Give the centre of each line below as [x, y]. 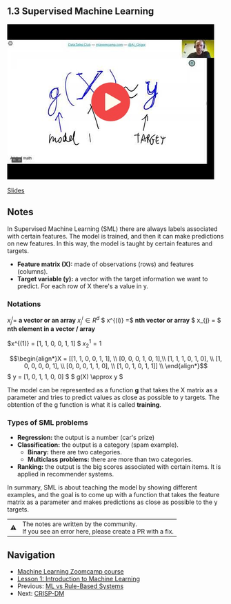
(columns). [32, 271]
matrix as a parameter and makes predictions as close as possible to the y [112, 502]
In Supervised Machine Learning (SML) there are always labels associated [112, 229]
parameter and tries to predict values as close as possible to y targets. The [113, 397]
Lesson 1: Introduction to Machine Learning [78, 579]
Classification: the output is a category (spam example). [98, 445]
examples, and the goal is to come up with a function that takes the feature [113, 495]
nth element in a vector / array [51, 329]
